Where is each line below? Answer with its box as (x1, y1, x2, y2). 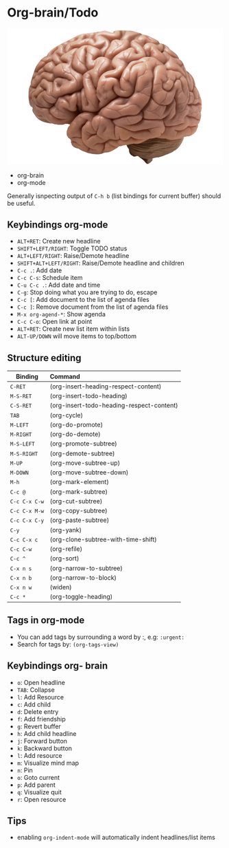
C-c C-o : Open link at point (16, 318, 93, 326)
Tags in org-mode (7, 614, 85, 627)
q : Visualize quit (16, 787, 62, 796)
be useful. (7, 199, 36, 207)
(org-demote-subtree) (49, 449, 115, 457)
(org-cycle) (49, 411, 84, 419)
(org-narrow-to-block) (49, 573, 117, 582)
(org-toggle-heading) (49, 593, 113, 601)
